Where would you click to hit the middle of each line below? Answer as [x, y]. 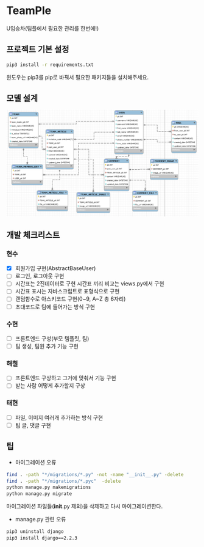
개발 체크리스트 [33, 235]
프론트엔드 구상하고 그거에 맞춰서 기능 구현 [66, 378]
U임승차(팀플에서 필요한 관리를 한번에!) [53, 28]
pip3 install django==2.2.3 [42, 538]
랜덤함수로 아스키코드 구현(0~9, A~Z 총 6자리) [70, 299]
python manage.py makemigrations [49, 487]
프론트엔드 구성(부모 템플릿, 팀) [52, 338]
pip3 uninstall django [35, 532]
